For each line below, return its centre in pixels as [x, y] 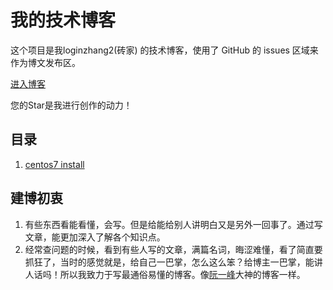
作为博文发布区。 [45, 62]
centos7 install [54, 164]
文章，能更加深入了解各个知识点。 [95, 237]
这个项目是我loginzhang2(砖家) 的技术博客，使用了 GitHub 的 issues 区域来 [164, 50]
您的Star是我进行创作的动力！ [71, 105]
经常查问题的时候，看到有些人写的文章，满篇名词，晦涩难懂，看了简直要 [173, 249]
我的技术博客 [63, 20]
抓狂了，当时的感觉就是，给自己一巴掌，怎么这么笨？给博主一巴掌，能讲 [173, 262]
